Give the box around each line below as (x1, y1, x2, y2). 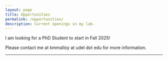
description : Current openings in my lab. (5, 21, 95, 26)
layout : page (5, 7, 32, 12)
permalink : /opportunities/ (5, 16, 64, 21)
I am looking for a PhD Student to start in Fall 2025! (5, 35, 110, 41)
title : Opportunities (5, 12, 50, 17)
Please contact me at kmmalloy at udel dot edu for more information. (5, 44, 146, 50)
